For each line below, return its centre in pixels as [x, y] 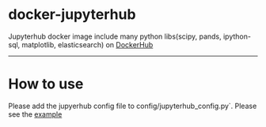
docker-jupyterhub [72, 15]
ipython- [237, 36]
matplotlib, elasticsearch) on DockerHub [87, 44]
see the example [35, 114]
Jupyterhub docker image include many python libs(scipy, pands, [115, 36]
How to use [46, 84]
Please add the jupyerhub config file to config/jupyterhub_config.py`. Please [133, 106]
